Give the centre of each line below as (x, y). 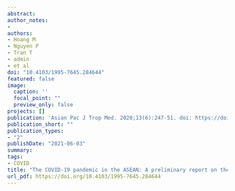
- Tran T (20, 53)
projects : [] (26, 111)
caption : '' (31, 92)
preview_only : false (43, 105)
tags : (15, 157)
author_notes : (28, 20)
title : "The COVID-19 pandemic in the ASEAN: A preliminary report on (112, 170)
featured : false (31, 79)
